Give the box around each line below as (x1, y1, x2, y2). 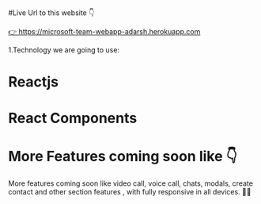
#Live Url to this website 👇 (8, 8, 95, 17)
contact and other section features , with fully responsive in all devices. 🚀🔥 (8, 187, 252, 197)
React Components (8, 110, 138, 127)
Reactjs (8, 73, 59, 91)
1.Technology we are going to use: (8, 45, 120, 55)
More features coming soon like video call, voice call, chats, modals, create (8, 179, 253, 188)
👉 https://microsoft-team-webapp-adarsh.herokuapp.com (8, 27, 201, 36)
